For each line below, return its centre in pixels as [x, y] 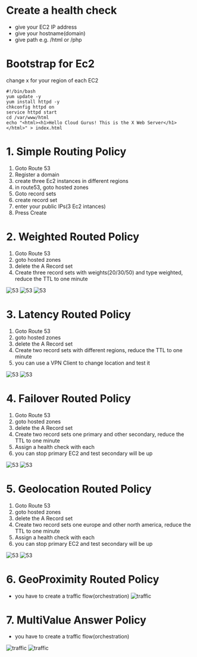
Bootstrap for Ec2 [51, 64]
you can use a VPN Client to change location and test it [82, 363]
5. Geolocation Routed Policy [79, 489]
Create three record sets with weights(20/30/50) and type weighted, [99, 272]
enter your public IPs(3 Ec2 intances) [60, 206]
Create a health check [62, 10]
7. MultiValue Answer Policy [76, 620]
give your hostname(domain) [50, 33]
